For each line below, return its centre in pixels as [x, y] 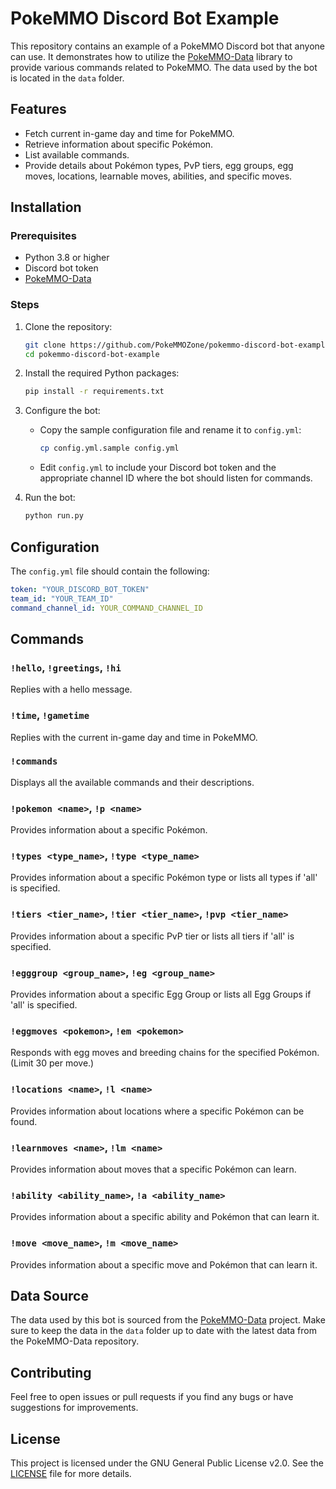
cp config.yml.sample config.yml [109, 448]
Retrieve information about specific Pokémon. [119, 144]
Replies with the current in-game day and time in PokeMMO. [134, 737]
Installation [46, 207]
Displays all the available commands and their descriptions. [132, 782]
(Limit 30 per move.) [52, 1063]
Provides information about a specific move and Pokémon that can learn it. [164, 1264]
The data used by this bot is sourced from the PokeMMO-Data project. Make [168, 1320]
